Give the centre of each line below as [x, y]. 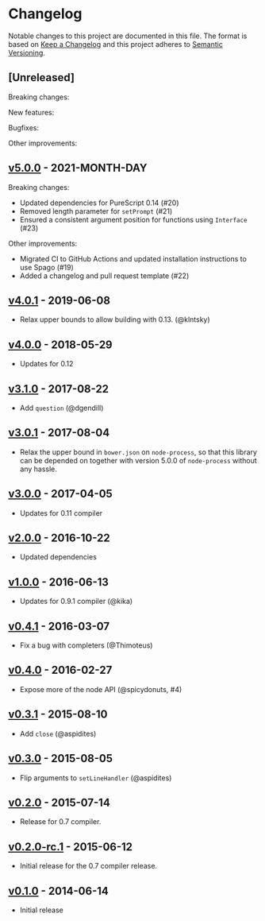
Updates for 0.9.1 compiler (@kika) [76, 602]
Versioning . [27, 52]
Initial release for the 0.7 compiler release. [88, 866]
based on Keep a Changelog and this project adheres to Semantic [116, 44]
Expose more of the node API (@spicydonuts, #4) [101, 689]
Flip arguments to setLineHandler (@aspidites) [96, 778]
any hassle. [38, 469]
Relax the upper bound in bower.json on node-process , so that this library [138, 452]
